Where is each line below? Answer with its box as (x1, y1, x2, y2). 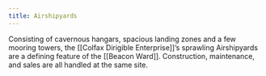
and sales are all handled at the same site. (8, 60, 148, 70)
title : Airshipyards (8, 11, 78, 20)
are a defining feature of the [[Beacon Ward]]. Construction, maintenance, (8, 51, 255, 61)
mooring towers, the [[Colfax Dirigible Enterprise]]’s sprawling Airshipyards (8, 42, 259, 53)
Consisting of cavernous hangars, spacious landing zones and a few (8, 34, 237, 44)
